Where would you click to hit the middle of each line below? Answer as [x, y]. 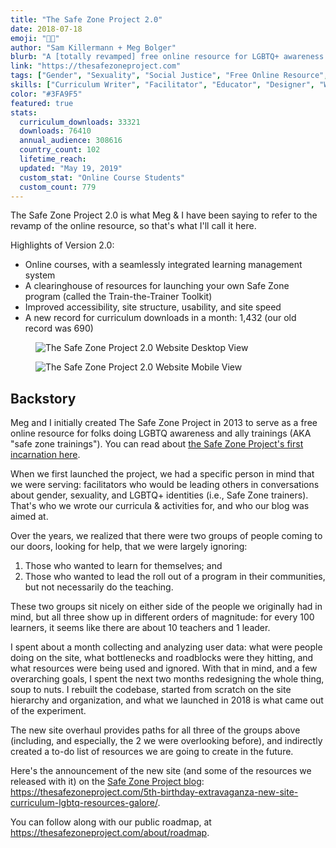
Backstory [43, 398]
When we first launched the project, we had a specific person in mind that [162, 474]
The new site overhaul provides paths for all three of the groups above [155, 730]
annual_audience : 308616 [71, 141]
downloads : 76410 [55, 131]
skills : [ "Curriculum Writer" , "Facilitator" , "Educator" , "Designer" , [162, 85]
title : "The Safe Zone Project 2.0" [86, 19]
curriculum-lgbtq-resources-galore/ [84, 803]
